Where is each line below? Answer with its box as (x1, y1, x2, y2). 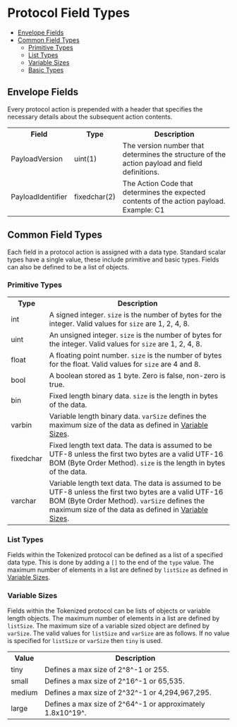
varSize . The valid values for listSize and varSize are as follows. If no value (7, 629, 230, 637)
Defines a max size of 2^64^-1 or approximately (44, 699, 206, 709)
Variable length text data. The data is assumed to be (49, 478, 221, 488)
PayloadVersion (11, 154, 63, 164)
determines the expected (122, 187, 206, 197)
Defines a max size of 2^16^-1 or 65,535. (44, 676, 185, 686)
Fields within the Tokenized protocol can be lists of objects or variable (7, 606, 211, 615)
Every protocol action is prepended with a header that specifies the (7, 104, 203, 114)
